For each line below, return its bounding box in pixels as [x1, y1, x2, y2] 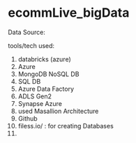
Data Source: [8, 28, 46, 36]
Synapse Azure [17, 99, 62, 107]
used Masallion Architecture [17, 107, 99, 115]
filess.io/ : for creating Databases [17, 121, 114, 130]
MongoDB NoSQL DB [17, 70, 80, 78]
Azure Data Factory [17, 84, 74, 93]
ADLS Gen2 [17, 92, 52, 100]
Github [17, 114, 38, 123]
